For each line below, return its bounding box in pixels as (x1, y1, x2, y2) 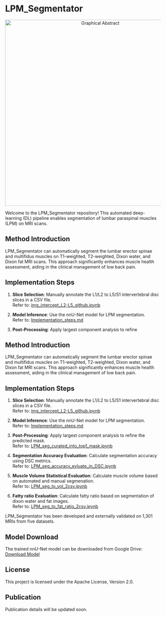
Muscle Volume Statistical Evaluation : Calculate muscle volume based (12, 473, 158, 479)
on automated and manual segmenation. (12, 478, 95, 484)
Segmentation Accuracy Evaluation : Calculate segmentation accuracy (12, 453, 157, 459)
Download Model (5, 551, 40, 557)
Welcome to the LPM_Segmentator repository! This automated (5, 209, 132, 216)
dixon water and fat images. (12, 498, 69, 504)
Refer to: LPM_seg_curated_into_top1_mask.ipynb (12, 443, 113, 449)
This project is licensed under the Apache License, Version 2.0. (5, 579, 134, 585)
